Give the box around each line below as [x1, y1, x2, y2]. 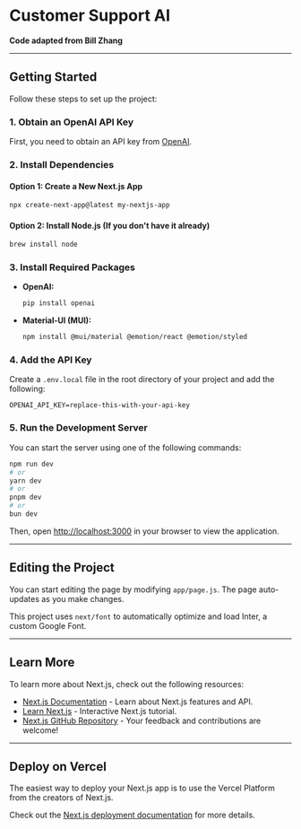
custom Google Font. [9, 620, 87, 631]
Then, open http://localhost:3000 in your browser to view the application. [9, 526, 279, 537]
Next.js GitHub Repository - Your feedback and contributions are [21, 715, 262, 726]
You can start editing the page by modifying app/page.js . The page [9, 584, 257, 595]
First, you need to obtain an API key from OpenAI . [9, 136, 193, 147]
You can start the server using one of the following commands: [9, 441, 242, 453]
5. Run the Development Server [9, 422, 148, 434]
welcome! [21, 724, 59, 736]
